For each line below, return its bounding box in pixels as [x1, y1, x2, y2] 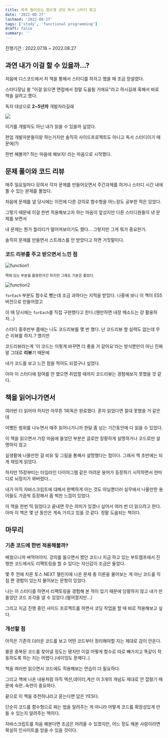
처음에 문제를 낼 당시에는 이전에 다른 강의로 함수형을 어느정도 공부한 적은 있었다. [5, 198, 162, 204]
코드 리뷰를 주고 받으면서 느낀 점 [5, 251, 78, 258]
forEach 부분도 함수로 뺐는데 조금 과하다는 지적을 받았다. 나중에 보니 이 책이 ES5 [5, 292, 162, 298]
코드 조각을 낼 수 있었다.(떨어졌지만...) [18, 595, 93, 601]
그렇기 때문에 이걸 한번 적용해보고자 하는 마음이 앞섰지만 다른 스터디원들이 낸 [5, 209, 155, 215]
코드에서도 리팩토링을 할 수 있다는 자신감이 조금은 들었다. [14, 560, 126, 566]
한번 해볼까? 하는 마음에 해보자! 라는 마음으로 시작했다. [5, 151, 112, 157]
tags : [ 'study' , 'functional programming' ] [5, 21, 98, 27]
